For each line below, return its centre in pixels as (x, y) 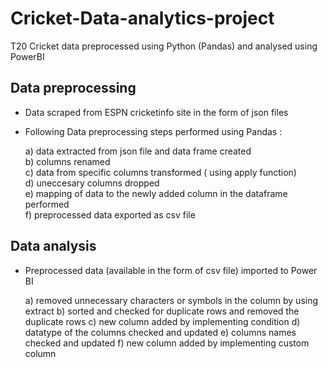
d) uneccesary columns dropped (92, 183)
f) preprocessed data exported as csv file (110, 214)
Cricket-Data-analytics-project (142, 18)
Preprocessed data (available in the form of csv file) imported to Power (171, 270)
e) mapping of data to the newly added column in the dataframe (156, 193)
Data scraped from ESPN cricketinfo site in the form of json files (156, 112)
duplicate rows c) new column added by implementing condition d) (162, 321)
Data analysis (53, 246)
